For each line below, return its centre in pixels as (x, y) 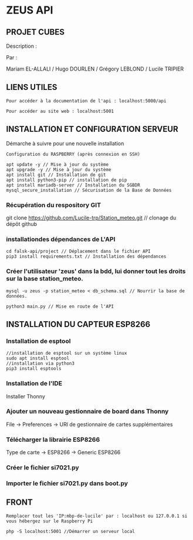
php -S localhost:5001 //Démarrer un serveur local (70, 531)
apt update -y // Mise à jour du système (57, 164)
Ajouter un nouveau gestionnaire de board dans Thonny (87, 411)
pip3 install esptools (34, 369)
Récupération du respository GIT (54, 205)
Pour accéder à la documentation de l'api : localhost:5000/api (86, 101)
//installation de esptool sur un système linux (67, 354)
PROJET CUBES (35, 32)
